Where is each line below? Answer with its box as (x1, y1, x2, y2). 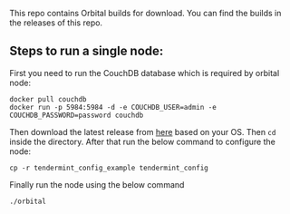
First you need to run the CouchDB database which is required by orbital (9, 67, 280, 78)
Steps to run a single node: (9, 44, 164, 59)
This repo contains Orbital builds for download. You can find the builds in (9, 8, 282, 18)
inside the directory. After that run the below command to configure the (9, 136, 276, 147)
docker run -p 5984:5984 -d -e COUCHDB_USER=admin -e (9, 102, 217, 112)
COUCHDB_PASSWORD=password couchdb (9, 111, 144, 120)
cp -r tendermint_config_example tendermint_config (9, 163, 208, 172)
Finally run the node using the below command (9, 179, 185, 190)
